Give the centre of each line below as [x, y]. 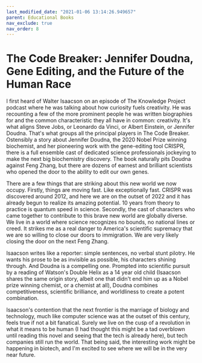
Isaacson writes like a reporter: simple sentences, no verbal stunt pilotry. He [101, 253]
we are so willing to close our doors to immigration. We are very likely [93, 235]
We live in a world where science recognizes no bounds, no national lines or [101, 222]
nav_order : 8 [23, 29]
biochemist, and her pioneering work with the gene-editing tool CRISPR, [96, 146]
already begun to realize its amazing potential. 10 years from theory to [93, 203]
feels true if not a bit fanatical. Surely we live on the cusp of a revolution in [98, 323]
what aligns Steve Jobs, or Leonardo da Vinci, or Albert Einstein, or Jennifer [100, 127]
